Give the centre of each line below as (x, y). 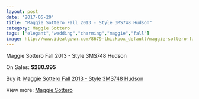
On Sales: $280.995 (31, 67)
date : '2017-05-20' (30, 17)
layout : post (22, 11)
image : (14, 39)
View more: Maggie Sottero (39, 90)
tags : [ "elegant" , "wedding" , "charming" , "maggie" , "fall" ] (78, 34)
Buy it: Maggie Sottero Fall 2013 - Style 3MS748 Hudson (75, 78)
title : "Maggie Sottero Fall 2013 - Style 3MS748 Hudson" (79, 22)
